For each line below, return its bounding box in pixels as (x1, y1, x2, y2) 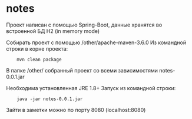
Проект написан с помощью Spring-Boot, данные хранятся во (6, 21, 163, 28)
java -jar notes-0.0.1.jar (16, 96, 83, 102)
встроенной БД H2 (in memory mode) (6, 27, 100, 34)
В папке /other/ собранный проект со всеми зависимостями (6, 67, 158, 74)
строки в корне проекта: (6, 45, 68, 52)
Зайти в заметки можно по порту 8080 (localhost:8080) (6, 106, 146, 113)
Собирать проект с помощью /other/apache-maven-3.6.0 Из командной (6, 39, 187, 46)
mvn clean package (16, 57, 62, 62)
